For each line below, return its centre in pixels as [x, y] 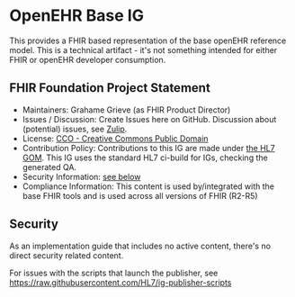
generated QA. [49, 166]
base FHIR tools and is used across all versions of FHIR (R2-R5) [140, 195]
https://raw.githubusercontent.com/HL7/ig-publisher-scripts [121, 282]
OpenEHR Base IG [76, 16]
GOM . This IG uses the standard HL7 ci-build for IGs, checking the [145, 157]
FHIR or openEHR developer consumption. [88, 59]
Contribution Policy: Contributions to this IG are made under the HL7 [149, 148]
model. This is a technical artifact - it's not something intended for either [143, 49]
